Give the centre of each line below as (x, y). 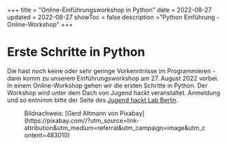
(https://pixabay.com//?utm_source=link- (82, 120)
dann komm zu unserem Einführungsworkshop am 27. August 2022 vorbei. (113, 78)
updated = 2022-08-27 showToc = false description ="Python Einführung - (113, 17)
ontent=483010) (47, 135)
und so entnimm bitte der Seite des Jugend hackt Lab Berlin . (93, 100)
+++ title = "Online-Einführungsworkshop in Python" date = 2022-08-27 (109, 10)
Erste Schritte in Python (76, 52)
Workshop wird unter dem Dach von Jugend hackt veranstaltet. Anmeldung (114, 92)
